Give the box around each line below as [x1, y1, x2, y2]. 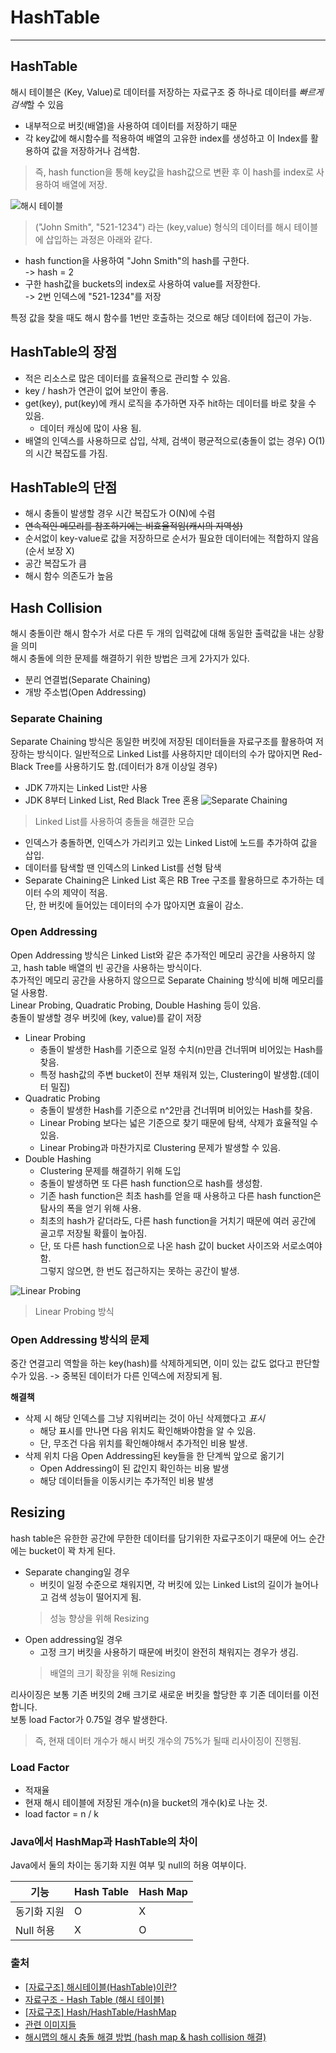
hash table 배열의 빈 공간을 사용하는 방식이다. [23, 961, 203, 973]
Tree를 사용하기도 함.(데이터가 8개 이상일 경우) [35, 761, 218, 773]
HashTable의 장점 [10, 344, 118, 361]
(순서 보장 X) [24, 545, 75, 557]
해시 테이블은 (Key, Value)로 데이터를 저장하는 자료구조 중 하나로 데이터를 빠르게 [10, 86, 324, 98]
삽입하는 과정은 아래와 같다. [45, 233, 153, 245]
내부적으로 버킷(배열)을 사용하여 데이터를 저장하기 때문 [24, 119, 238, 131]
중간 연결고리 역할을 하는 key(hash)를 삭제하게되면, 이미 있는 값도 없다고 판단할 [10, 1357, 320, 1370]
